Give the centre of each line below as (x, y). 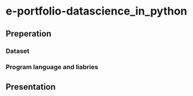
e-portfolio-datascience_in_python (96, 11)
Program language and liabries (52, 67)
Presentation (31, 87)
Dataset (18, 51)
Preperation (29, 34)
